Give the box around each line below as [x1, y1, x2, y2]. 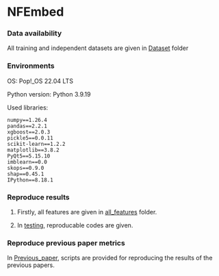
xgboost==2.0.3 [7, 128, 51, 136]
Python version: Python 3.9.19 [7, 90, 91, 98]
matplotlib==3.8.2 [7, 147, 60, 153]
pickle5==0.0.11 [7, 134, 53, 141]
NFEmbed [7, 4, 64, 20]
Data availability [7, 29, 62, 38]
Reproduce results [7, 192, 70, 202]
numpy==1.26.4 [7, 116, 48, 123]
